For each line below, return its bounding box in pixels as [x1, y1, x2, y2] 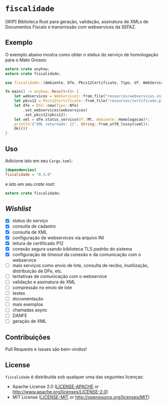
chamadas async [12, 307, 48, 313]
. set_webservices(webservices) [23, 108, 88, 113]
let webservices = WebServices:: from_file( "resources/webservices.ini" [14, 94, 166, 99]
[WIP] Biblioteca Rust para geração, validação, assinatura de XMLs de [5, 18, 149, 24]
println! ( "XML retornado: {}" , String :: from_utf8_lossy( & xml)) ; [14, 122, 150, 127]
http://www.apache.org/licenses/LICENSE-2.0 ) [12, 389, 108, 395]
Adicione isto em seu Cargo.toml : [5, 157, 73, 163]
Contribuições [5, 333, 51, 341]
